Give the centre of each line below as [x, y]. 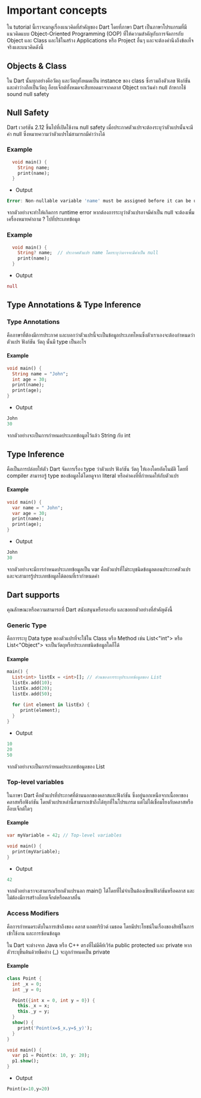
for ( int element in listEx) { [51, 705]
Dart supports [33, 595]
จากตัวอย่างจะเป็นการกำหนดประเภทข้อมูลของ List [56, 766]
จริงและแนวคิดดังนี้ [25, 47]
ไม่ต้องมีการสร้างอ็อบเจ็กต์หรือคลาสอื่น [44, 897]
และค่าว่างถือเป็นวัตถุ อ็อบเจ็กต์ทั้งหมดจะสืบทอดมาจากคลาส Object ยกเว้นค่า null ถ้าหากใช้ [97, 87]
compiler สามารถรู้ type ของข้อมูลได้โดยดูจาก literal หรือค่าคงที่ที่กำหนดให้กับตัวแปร [93, 476]
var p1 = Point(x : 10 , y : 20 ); [51, 1056]
